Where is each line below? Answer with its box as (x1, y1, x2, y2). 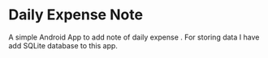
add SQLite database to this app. (8, 40, 118, 50)
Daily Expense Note (8, 6, 144, 24)
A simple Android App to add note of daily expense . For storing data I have (8, 32, 260, 42)
